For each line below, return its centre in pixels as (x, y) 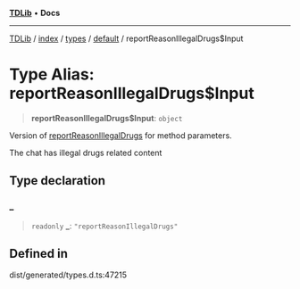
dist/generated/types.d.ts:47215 (68, 275)
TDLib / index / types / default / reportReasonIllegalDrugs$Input (126, 38)
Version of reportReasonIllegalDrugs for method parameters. (121, 135)
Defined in (39, 254)
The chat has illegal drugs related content (86, 153)
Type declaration (57, 181)
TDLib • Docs (35, 13)
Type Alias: (52, 74)
